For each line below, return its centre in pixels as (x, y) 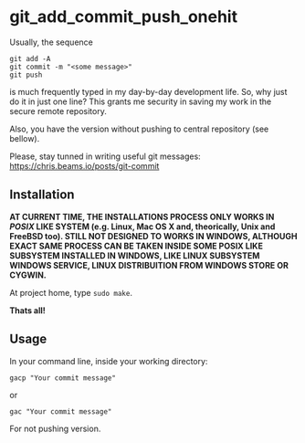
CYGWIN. (28, 275)
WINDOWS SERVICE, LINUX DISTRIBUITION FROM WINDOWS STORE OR (149, 265)
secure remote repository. (58, 111)
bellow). (25, 138)
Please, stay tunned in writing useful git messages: (105, 156)
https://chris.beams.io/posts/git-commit (84, 165)
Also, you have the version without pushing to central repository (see (139, 129)
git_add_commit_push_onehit (124, 17)
